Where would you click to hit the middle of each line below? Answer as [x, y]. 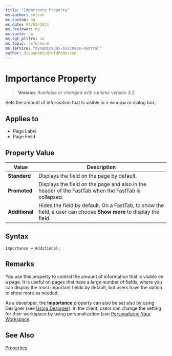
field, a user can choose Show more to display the [99, 212]
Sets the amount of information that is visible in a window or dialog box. [81, 103]
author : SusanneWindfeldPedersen [41, 53]
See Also [20, 335]
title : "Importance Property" [38, 10]
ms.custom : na [20, 20]
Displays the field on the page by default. [88, 176]
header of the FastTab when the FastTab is [89, 191]
